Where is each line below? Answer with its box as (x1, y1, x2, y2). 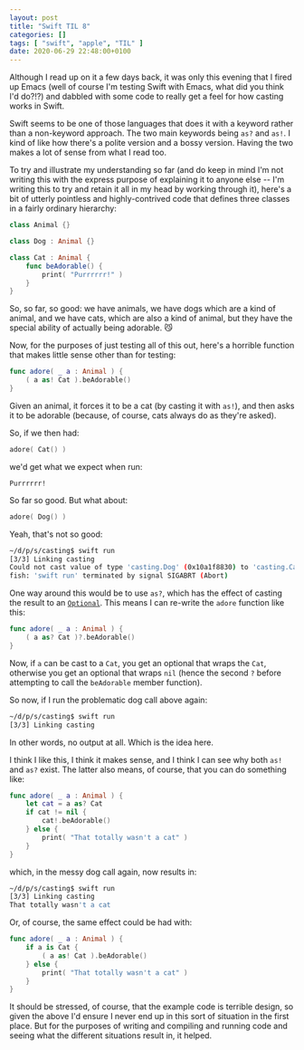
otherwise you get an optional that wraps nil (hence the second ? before (9, 667, 282, 678)
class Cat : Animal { (9, 253, 91, 262)
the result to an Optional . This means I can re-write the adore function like (9, 597, 285, 608)
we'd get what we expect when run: (9, 461, 143, 472)
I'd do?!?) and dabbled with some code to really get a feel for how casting (9, 91, 284, 102)
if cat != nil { (25, 807, 88, 817)
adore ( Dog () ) (9, 512, 67, 521)
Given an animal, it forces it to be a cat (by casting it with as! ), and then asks (9, 400, 295, 411)
